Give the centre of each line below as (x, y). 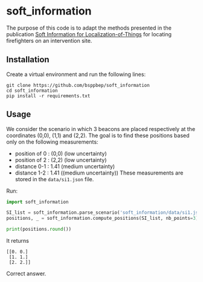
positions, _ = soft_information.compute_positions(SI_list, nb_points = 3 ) (102, 219)
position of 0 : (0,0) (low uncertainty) (61, 153)
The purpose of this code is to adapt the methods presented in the (89, 28)
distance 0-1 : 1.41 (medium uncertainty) (65, 166)
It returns (18, 241)
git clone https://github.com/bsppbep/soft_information (78, 85)
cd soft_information (32, 91)
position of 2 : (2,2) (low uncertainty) (61, 160)
